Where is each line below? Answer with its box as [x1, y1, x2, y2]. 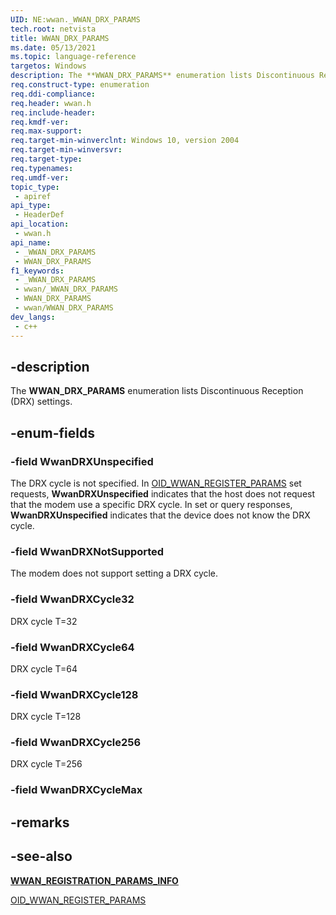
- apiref [14, 191, 52, 201]
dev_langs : [10, 312, 56, 322]
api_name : [10, 237, 52, 248]
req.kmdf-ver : [10, 117, 70, 127]
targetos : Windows [10, 61, 87, 71]
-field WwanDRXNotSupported [10, 544, 165, 558]
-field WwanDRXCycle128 [10, 687, 139, 701]
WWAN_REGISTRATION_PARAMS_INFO [10, 874, 179, 886]
